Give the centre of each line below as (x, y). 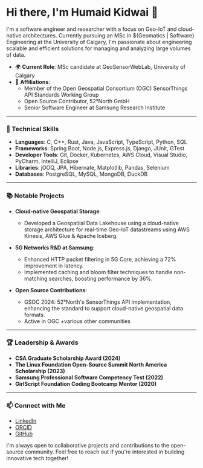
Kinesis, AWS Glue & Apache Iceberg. (71, 236)
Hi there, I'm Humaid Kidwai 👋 (82, 12)
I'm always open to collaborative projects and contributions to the (88, 446)
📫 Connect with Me (36, 405)
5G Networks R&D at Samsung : (55, 248)
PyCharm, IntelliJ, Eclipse (47, 161)
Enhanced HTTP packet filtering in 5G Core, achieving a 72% (100, 259)
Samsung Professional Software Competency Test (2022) (89, 377)
